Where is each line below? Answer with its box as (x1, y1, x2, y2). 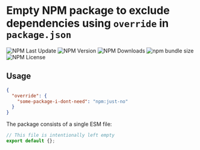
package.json (6, 30, 71, 41)
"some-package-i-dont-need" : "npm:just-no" (17, 98, 129, 105)
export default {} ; (6, 138, 56, 144)
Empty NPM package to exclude (6, 4, 170, 18)
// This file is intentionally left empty (6, 132, 115, 139)
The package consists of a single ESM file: (6, 120, 112, 128)
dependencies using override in (6, 16, 169, 30)
